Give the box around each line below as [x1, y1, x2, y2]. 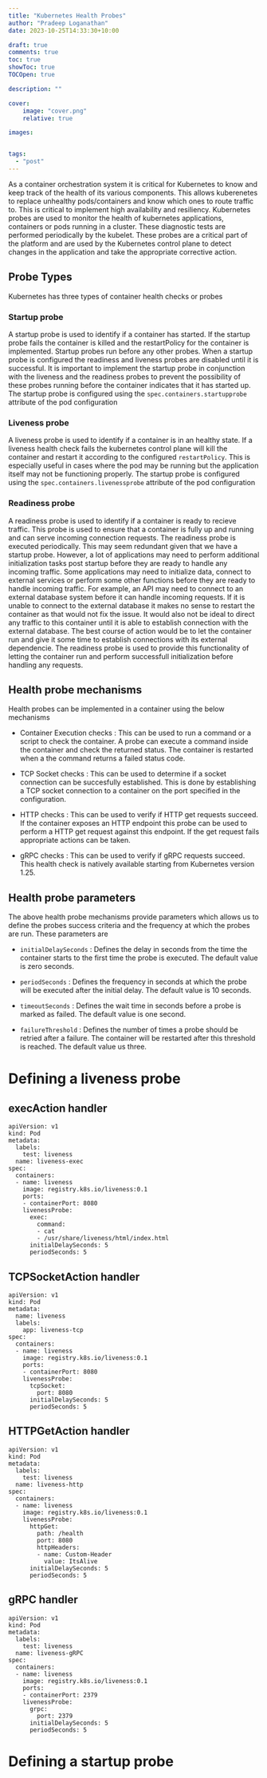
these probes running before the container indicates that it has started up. [8, 380, 251, 389]
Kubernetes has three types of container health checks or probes [8, 291, 223, 301]
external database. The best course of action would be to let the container [8, 626, 253, 635]
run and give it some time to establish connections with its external [8, 634, 228, 644]
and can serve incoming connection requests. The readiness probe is [8, 532, 237, 543]
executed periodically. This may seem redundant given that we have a [8, 541, 238, 551]
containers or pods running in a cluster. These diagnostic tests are [8, 221, 226, 231]
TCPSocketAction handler [8, 1270, 140, 1283]
